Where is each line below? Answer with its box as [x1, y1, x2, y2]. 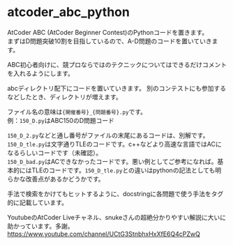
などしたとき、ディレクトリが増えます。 [7, 92, 122, 101]
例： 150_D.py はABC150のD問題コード [7, 116, 115, 124]
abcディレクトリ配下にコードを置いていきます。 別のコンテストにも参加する [7, 84, 227, 92]
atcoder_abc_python [7, 4, 130, 20]
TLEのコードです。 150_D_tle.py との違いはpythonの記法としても [31, 165, 216, 175]
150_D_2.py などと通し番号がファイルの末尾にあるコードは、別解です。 [7, 131, 209, 140]
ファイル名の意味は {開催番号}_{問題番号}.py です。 [7, 107, 147, 116]
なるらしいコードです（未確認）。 [7, 148, 103, 157]
